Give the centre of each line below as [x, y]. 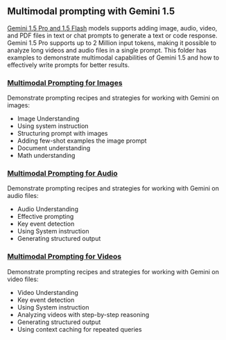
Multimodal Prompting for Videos [64, 257]
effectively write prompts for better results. [68, 64]
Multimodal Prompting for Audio [62, 174]
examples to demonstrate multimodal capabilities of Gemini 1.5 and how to [113, 57]
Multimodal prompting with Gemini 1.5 [91, 11]
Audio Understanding [47, 209]
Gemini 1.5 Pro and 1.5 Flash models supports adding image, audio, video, [112, 28]
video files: [23, 279]
